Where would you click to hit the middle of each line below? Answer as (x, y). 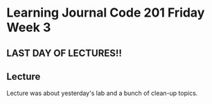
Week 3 (29, 27)
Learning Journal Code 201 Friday (106, 13)
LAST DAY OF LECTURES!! (64, 53)
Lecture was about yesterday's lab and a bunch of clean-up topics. (102, 93)
